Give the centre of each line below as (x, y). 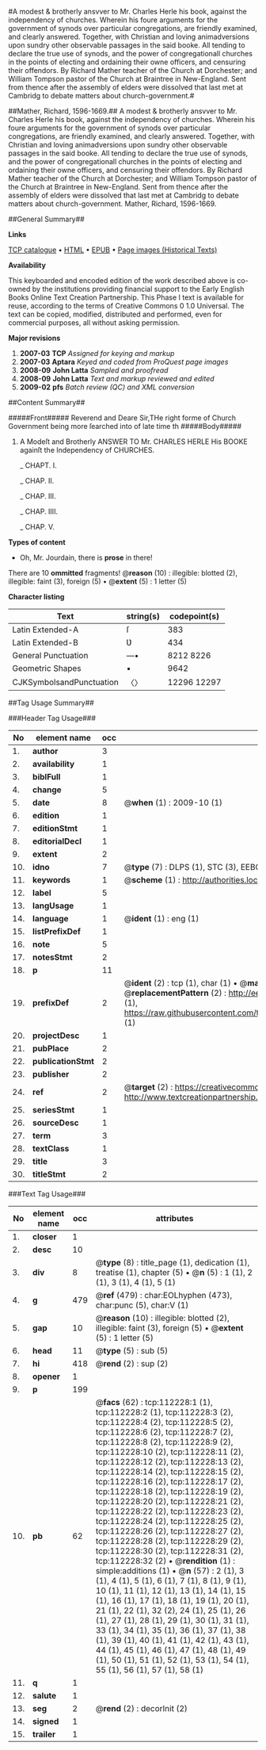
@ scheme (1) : (152, 880)
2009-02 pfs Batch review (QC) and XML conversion (107, 387)
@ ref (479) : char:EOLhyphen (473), (164, 1295)
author (46, 751)
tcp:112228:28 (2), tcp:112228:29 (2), (169, 1541)
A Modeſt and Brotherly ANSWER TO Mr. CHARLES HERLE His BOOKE (133, 442)
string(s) (143, 616)
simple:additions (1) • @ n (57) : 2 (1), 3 (170, 1571)
